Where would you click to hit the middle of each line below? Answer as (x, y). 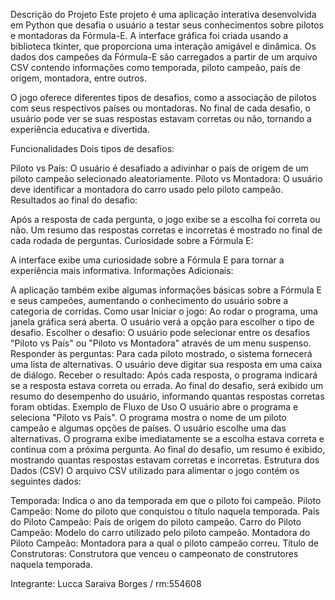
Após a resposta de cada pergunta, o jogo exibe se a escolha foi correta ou (165, 219)
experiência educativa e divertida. (80, 129)
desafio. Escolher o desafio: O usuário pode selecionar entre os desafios (160, 332)
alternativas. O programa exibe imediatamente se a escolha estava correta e (167, 438)
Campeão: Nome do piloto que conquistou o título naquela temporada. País (165, 511)
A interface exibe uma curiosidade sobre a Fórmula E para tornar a (147, 260)
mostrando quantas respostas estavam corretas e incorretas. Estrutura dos (165, 460)
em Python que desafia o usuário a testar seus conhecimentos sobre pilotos (167, 25)
